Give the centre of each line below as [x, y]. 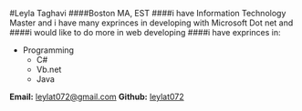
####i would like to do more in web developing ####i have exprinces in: [145, 32]
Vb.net [49, 69]
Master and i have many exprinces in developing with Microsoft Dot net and [151, 23]
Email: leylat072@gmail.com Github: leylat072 [97, 96]
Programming [48, 50]
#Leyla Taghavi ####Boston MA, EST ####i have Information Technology [148, 13]
